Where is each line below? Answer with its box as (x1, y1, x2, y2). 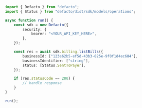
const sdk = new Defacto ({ (14, 22, 69, 27)
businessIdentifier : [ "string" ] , (22, 58, 90, 63)
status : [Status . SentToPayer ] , (22, 63, 86, 68)
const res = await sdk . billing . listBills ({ (14, 49, 104, 54)
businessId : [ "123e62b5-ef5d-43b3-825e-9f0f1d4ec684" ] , (22, 54, 138, 58)
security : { (22, 27, 47, 32)
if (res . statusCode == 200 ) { (14, 76, 75, 81)
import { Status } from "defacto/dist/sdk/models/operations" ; (5, 9, 136, 14)
